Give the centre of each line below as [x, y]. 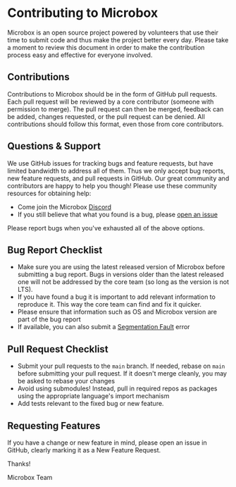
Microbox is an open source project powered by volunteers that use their [113, 32]
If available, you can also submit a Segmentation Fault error [104, 327]
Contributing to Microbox [83, 13]
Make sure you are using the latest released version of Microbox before [121, 267]
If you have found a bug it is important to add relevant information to [117, 297]
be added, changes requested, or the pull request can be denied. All [106, 116]
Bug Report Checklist [55, 250]
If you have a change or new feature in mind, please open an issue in [107, 443]
